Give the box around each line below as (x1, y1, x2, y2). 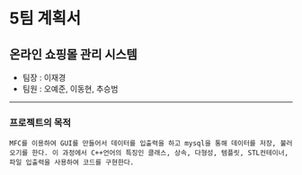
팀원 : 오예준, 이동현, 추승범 (22, 83, 119, 94)
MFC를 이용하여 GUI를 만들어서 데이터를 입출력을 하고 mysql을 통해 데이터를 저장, (9, 139, 277, 148)
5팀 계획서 (9, 8, 82, 29)
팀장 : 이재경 (22, 73, 67, 83)
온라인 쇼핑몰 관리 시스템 (9, 47, 138, 62)
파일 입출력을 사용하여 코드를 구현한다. (9, 158, 135, 167)
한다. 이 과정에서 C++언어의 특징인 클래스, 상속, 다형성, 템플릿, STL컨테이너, (31, 149, 289, 158)
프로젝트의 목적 (9, 116, 72, 128)
